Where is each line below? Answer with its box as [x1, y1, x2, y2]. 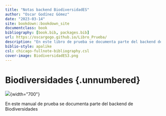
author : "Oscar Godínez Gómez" [5, 12, 70, 17]
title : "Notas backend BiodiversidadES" [5, 7, 90, 12]
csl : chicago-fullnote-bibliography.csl [5, 48, 90, 53]
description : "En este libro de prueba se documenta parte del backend [5, 39, 156, 44]
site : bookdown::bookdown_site [5, 21, 70, 26]
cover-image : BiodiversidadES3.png [5, 53, 79, 58]
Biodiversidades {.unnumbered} [5, 75, 141, 85]
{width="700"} [10, 91, 41, 97]
